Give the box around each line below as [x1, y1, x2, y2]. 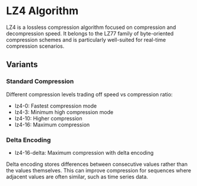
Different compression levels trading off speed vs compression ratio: [6, 90, 173, 98]
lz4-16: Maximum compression [14, 121, 90, 128]
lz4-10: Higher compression [14, 115, 83, 122]
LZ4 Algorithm [6, 4, 78, 18]
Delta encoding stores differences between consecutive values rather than [6, 161, 188, 168]
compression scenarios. [6, 43, 65, 50]
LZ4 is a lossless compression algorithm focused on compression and [6, 24, 176, 31]
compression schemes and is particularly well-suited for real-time [6, 36, 166, 43]
